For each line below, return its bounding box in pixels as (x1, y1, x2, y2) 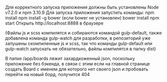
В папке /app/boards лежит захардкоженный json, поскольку (5, 55, 135, 61)
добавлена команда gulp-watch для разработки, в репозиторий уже (5, 35, 151, 41)
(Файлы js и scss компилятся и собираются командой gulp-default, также (5, 30, 162, 35)
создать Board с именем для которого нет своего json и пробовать (5, 66, 149, 72)
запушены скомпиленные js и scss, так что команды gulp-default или (5, 40, 153, 46)
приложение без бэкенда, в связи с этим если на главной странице (5, 61, 151, 66)
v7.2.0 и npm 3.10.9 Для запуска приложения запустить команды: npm (5, 9, 155, 15)
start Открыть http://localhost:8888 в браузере (5, 20, 104, 26)
